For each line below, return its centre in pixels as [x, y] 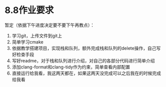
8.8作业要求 [29, 10]
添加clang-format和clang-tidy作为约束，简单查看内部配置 [71, 67]
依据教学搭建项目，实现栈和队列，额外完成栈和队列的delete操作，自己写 [86, 48]
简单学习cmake [27, 42]
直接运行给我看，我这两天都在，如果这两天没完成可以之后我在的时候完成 [86, 73]
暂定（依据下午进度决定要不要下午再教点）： [49, 25]
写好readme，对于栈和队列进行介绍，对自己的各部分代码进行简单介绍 [83, 60]
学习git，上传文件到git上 [37, 35]
